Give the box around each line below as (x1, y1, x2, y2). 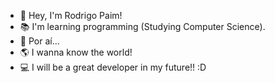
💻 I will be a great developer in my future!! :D (19, 61, 207, 73)
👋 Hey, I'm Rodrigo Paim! (19, 10, 123, 21)
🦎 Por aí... (19, 35, 60, 47)
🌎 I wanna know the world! (19, 46, 133, 58)
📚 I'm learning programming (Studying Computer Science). (19, 21, 266, 32)
